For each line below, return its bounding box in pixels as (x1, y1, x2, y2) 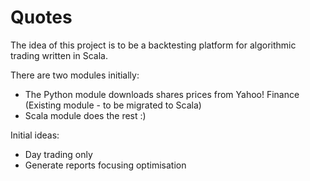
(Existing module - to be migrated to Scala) (24, 99, 202, 111)
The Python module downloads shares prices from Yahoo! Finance (24, 88, 300, 100)
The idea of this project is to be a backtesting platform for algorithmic (10, 39, 297, 51)
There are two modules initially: (10, 69, 140, 81)
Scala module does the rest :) (24, 109, 147, 121)
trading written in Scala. (10, 49, 108, 61)
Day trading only (24, 148, 93, 160)
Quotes (10, 6, 73, 29)
